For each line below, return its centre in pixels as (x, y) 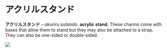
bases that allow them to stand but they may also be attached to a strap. (79, 30)
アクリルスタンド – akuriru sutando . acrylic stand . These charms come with (83, 24)
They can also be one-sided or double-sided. (52, 35)
